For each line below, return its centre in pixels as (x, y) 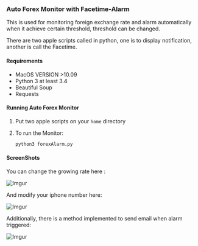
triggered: (19, 225)
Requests (27, 94)
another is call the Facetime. (42, 47)
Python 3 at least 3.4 (41, 81)
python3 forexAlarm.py (44, 144)
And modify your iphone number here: (54, 195)
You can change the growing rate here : (56, 171)
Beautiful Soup (34, 87)
